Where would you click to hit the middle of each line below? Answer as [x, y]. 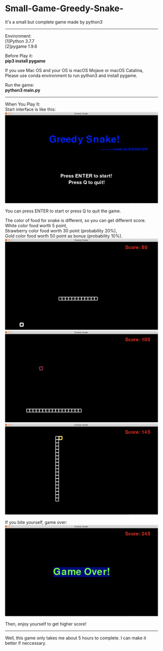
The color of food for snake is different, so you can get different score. [75, 221]
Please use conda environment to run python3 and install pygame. [71, 75]
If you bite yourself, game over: [36, 522]
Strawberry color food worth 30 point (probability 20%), [61, 231]
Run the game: [20, 85]
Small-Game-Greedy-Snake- [64, 9]
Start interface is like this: [30, 109]
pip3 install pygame [25, 61]
